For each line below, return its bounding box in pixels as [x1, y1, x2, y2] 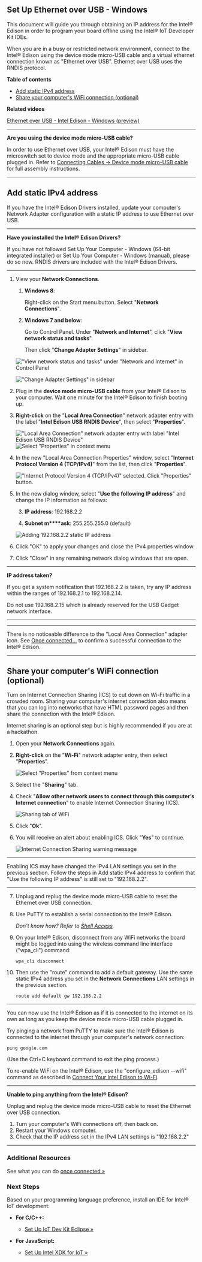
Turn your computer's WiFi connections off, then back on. [15, 1121, 158, 1128]
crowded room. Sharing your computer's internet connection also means [7, 698, 186, 705]
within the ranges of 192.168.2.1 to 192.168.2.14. [7, 590, 122, 597]
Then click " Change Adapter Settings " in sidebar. [24, 346, 149, 353]
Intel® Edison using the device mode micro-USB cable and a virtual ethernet [7, 51, 195, 59]
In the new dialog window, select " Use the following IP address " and [15, 490, 186, 497]
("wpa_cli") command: [15, 947, 71, 954]
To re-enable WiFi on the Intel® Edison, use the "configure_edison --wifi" [7, 1067, 187, 1074]
